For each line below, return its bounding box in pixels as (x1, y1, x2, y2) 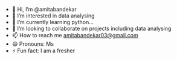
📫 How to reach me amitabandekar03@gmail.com (11, 32, 138, 39)
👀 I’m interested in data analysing (11, 12, 95, 19)
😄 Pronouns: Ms (11, 40, 54, 48)
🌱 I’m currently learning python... (11, 19, 94, 25)
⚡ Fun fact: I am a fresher (11, 47, 76, 54)
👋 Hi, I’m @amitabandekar (11, 6, 77, 13)
